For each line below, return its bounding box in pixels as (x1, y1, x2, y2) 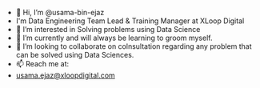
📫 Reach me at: (15, 59, 70, 68)
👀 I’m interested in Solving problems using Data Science (15, 25, 201, 34)
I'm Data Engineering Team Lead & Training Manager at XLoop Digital (15, 16, 245, 26)
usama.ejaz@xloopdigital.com (15, 70, 116, 80)
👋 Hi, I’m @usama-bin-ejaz (15, 8, 105, 17)
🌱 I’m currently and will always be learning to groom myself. (15, 33, 213, 42)
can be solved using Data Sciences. (15, 50, 134, 59)
